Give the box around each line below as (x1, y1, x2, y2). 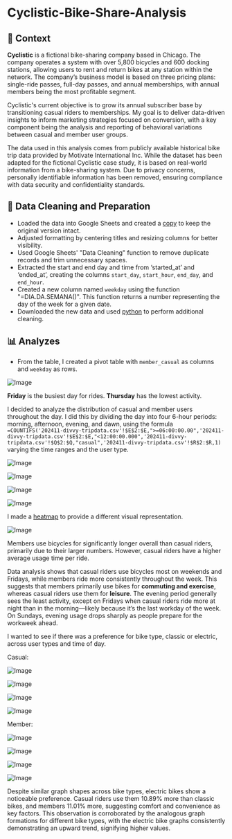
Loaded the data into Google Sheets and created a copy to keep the (17, 219, 211, 227)
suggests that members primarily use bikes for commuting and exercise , (7, 581, 216, 590)
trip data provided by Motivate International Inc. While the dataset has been (7, 151, 222, 159)
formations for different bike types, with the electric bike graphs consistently (7, 816, 226, 824)
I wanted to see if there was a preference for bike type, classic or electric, (7, 632, 218, 640)
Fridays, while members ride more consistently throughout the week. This (7, 575, 217, 583)
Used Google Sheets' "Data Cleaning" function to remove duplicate (17, 248, 209, 257)
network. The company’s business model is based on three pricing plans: (7, 73, 216, 81)
